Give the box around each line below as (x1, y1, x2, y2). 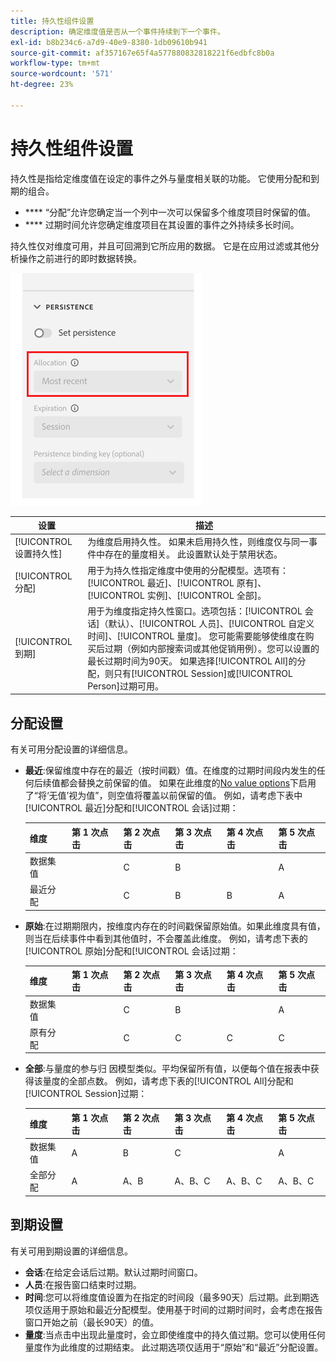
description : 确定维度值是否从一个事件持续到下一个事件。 (10, 26, 225, 37)
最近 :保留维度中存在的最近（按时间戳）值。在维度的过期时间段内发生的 (24, 765, 317, 777)
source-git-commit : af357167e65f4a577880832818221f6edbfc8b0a (10, 48, 275, 58)
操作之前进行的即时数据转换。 (18, 252, 142, 264)
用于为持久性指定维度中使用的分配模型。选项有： (87, 564, 290, 576)
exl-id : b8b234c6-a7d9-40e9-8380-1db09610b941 (10, 37, 208, 47)
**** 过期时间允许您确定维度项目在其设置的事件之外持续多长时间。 (24, 218, 300, 230)
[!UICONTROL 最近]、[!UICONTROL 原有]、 (87, 576, 267, 589)
